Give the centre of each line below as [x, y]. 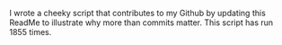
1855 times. [31, 32]
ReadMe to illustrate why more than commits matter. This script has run [141, 22]
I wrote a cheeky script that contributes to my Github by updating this [138, 13]
